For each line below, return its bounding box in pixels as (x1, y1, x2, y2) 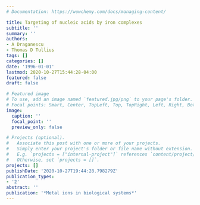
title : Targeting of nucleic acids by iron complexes (6, 19, 143, 26)
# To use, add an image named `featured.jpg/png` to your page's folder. (6, 96, 193, 103)
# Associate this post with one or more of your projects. (6, 140, 161, 146)
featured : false (6, 75, 46, 81)
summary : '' (6, 30, 36, 36)
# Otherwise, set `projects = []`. (6, 157, 100, 163)
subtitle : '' (6, 25, 39, 31)
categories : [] (6, 58, 44, 64)
